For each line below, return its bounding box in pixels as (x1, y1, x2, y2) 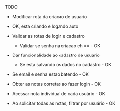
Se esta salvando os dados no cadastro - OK (19, 62, 112, 67)
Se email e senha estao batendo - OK (12, 71, 89, 77)
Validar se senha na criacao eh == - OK (19, 43, 101, 49)
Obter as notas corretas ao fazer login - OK (12, 81, 101, 87)
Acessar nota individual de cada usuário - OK (12, 91, 105, 96)
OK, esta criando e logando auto (12, 23, 79, 29)
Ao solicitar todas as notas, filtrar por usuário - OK (12, 100, 116, 106)
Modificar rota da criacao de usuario (12, 14, 87, 19)
